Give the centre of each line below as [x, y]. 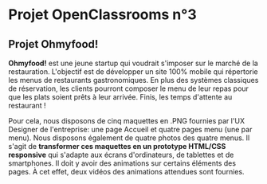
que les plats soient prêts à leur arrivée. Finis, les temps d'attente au [120, 97]
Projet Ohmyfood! [53, 44]
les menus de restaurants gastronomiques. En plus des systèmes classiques [133, 80]
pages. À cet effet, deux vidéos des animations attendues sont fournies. [126, 172]
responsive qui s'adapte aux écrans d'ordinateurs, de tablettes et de [121, 155]
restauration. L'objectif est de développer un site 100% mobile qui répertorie [133, 72]
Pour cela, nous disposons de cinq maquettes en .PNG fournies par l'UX [127, 121]
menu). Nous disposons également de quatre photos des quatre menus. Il [129, 138]
